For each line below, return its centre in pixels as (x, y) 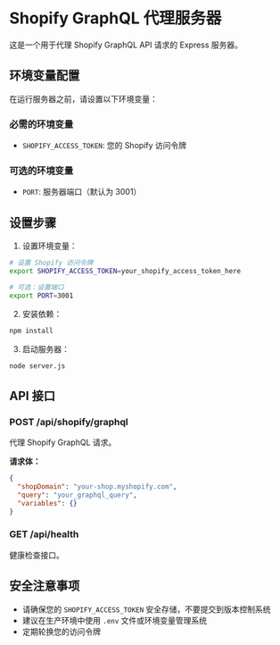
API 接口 (33, 395)
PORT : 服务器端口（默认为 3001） (82, 192)
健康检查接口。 (37, 555)
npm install (31, 331)
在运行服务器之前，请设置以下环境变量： (83, 98)
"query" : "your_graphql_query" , (78, 495)
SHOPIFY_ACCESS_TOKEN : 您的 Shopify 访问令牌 (104, 146)
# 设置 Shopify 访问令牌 (51, 263)
